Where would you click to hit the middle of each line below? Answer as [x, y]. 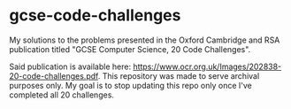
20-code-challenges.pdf [54, 75]
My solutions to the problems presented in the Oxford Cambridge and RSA [145, 40]
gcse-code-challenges [95, 16]
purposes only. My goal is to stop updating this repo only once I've [130, 85]
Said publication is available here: [70, 66]
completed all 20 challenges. [62, 95]
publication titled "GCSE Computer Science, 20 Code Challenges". [130, 49]
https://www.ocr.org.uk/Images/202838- [207, 66]
